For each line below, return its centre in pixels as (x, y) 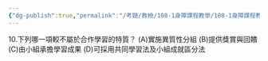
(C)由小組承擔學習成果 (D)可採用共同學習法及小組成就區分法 (107, 49)
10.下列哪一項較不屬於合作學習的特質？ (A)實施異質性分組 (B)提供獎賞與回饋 (133, 39)
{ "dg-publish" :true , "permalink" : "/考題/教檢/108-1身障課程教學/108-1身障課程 (132, 15)
